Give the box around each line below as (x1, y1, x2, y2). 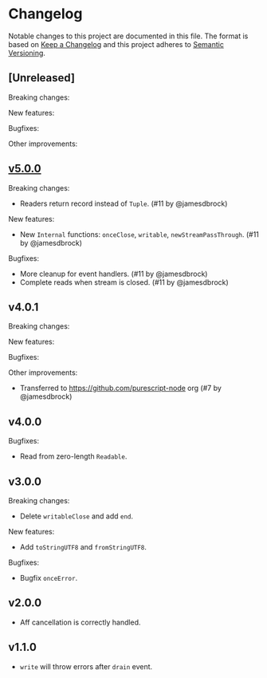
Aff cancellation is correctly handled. (19, 617, 141, 627)
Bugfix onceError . (19, 574, 78, 582)
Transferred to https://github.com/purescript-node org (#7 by (19, 384, 222, 393)
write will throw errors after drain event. (19, 661, 153, 671)
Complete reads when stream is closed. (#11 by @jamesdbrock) (19, 277, 229, 287)
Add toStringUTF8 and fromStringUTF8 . (19, 542, 147, 551)
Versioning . (8, 48, 46, 57)
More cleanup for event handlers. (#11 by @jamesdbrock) (19, 269, 208, 278)
